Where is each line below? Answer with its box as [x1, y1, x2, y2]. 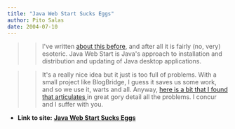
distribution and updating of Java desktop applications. [41, 57, 202, 66]
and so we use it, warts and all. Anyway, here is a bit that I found [41, 85, 228, 94]
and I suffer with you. [41, 100, 104, 109]
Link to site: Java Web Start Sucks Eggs [17, 114, 136, 122]
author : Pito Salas [7, 17, 65, 24]
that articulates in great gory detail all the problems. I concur [41, 93, 217, 101]
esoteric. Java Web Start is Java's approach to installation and [41, 50, 222, 58]
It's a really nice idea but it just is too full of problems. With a [41, 70, 217, 79]
